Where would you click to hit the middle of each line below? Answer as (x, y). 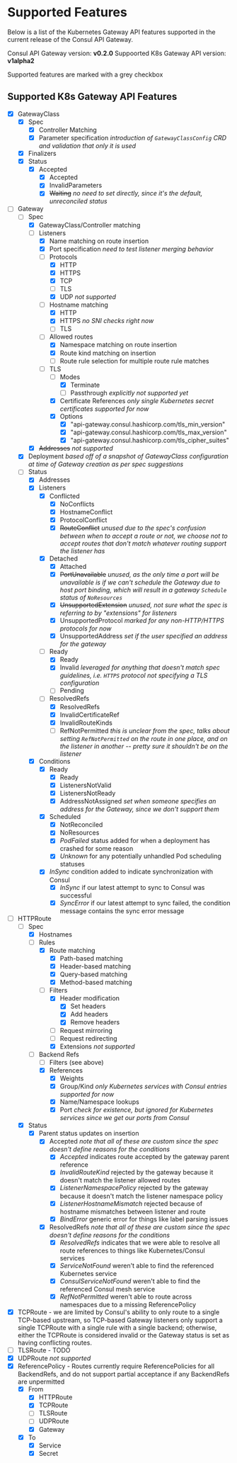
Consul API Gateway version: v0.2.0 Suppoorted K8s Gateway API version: (117, 53)
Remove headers (95, 1022)
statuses (72, 864)
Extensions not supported (97, 1046)
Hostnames (56, 934)
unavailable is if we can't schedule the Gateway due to (140, 582)
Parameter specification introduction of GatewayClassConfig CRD (133, 137)
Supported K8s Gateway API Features (92, 97)
